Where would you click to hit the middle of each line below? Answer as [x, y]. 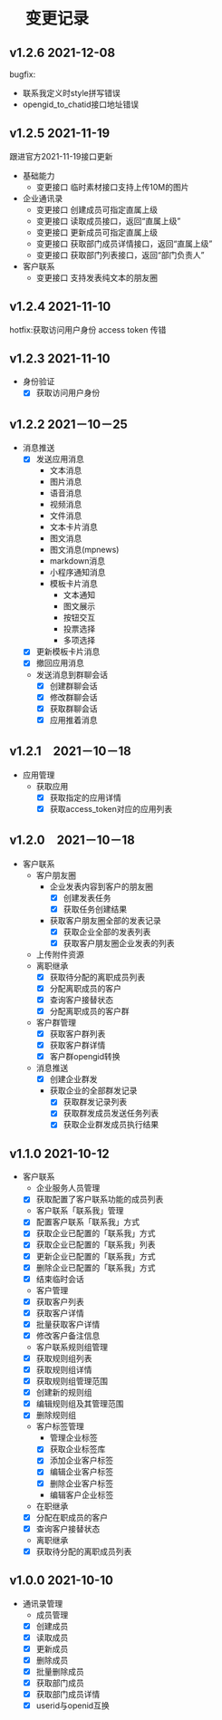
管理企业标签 [73, 1438]
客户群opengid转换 [85, 1057]
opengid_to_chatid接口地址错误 [81, 104]
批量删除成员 [60, 1671]
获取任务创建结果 [95, 909]
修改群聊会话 [73, 697]
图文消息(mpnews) [84, 550]
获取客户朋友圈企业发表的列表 [119, 942]
